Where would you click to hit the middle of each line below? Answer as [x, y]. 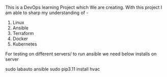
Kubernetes [25, 44]
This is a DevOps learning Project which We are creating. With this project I [84, 7]
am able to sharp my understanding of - [47, 13]
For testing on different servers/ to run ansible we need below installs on [81, 54]
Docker [20, 38]
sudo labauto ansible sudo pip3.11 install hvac [53, 69]
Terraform [23, 33]
